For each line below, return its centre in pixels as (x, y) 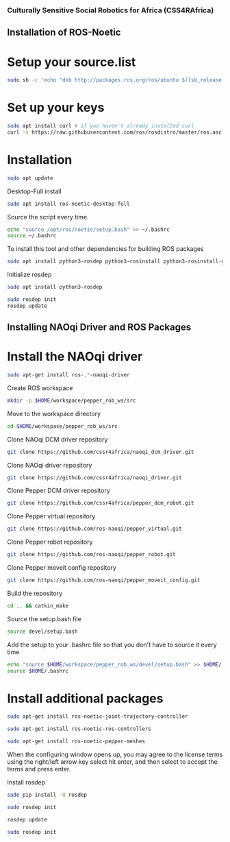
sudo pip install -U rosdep (47, 795)
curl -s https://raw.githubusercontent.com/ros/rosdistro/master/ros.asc (115, 132)
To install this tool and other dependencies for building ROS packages (105, 249)
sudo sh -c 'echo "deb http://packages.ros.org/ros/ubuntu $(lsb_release (115, 80)
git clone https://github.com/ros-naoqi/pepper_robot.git (91, 555)
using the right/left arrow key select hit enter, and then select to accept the (112, 762)
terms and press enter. (39, 769)
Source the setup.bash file (44, 618)
